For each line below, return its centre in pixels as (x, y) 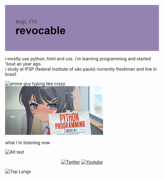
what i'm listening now (28, 143)
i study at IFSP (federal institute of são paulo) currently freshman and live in (81, 69)
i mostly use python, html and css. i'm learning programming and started (78, 59)
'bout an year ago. (23, 64)
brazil (11, 74)
